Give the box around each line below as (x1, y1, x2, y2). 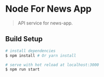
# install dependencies (5, 48, 56, 54)
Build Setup (5, 35, 43, 43)
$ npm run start (5, 67, 40, 72)
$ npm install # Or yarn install (5, 53, 76, 58)
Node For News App (5, 3, 92, 15)
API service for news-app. (17, 20, 73, 26)
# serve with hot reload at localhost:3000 (5, 62, 99, 67)
